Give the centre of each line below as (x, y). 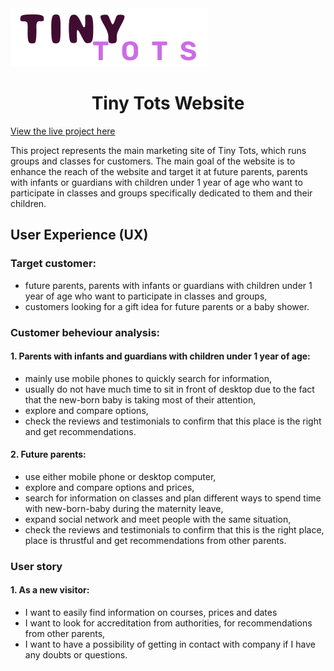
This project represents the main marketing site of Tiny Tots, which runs (158, 150)
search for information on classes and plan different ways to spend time (173, 498)
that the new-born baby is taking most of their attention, (140, 399)
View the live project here (63, 131)
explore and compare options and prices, (109, 487)
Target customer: (53, 264)
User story (36, 566)
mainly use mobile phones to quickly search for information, (148, 378)
